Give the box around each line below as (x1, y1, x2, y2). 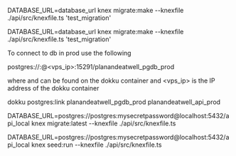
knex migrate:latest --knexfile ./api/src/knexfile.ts (31, 119, 176, 128)
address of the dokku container (7, 84, 100, 92)
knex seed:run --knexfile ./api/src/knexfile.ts (31, 140, 162, 149)
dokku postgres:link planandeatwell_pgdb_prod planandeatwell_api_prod (7, 98, 221, 106)
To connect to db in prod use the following (7, 49, 132, 57)
